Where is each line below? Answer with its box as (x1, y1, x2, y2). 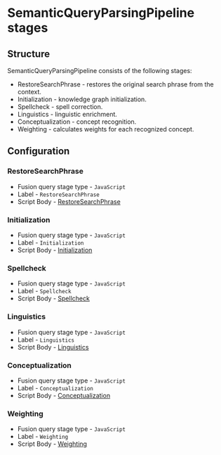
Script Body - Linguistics (17, 342, 89, 351)
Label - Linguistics (17, 335, 75, 344)
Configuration (7, 146, 70, 158)
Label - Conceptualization (17, 383, 93, 392)
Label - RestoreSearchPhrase (17, 190, 100, 198)
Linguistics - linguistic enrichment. (17, 110, 118, 118)
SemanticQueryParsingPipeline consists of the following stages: (7, 67, 192, 75)
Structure (7, 48, 51, 60)
